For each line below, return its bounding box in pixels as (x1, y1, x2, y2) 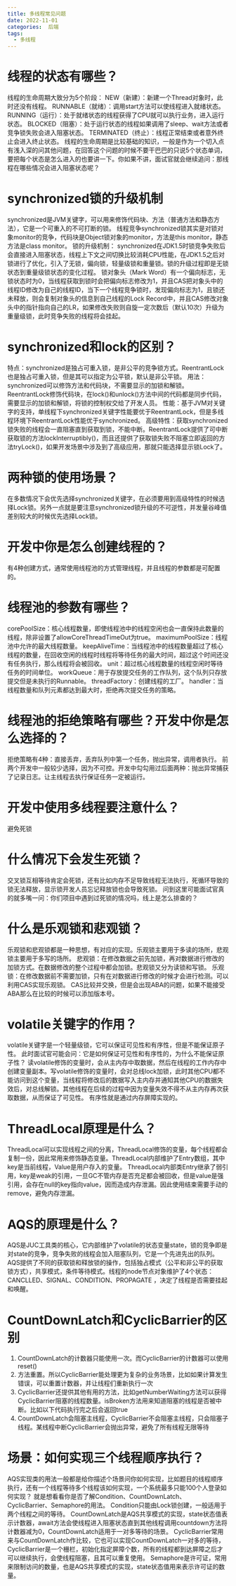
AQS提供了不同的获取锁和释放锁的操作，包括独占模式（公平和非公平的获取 (7, 1258, 223, 1267)
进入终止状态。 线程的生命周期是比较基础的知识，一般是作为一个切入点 (19, 138, 225, 146)
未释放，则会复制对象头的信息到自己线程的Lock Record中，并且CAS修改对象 (7, 294, 229, 303)
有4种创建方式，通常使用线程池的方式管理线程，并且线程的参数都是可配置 (7, 563, 221, 572)
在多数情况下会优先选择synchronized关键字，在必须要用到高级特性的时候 (7, 494, 219, 503)
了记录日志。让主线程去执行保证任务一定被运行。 (7, 772, 149, 781)
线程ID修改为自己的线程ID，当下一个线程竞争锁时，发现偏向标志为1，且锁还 (7, 286, 225, 293)
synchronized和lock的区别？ (7, 339, 177, 355)
